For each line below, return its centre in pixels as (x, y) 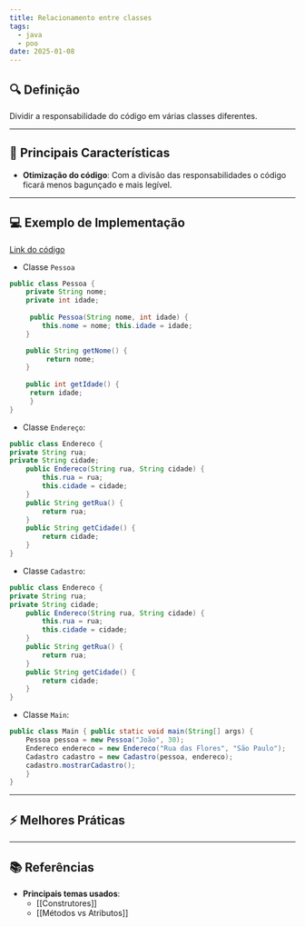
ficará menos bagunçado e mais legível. (97, 184)
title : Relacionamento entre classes (81, 18)
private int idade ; (63, 301)
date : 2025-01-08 (42, 52)
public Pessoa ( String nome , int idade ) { (109, 318)
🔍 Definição (44, 90)
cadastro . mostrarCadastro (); (81, 765)
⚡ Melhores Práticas (67, 820)
